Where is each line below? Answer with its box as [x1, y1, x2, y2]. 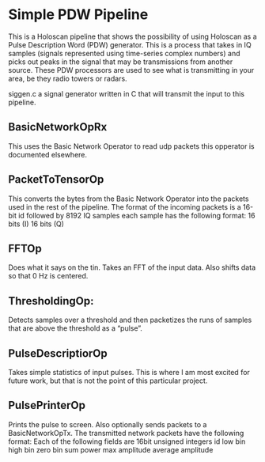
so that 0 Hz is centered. [8, 271, 89, 281]
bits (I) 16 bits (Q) [8, 219, 65, 229]
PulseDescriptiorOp [8, 346, 108, 360]
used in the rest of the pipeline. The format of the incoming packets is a [8, 202, 241, 211]
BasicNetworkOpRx [8, 120, 108, 134]
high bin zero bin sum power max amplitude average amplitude [8, 445, 214, 454]
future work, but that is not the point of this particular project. [8, 376, 208, 385]
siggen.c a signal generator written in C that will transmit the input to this [8, 89, 245, 98]
